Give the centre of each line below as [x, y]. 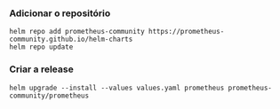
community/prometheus [49, 96]
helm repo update [41, 47]
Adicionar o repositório [60, 13]
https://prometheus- [186, 32]
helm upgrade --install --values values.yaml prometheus [117, 88]
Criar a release [41, 69]
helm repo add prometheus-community [77, 32]
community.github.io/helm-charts [71, 39]
